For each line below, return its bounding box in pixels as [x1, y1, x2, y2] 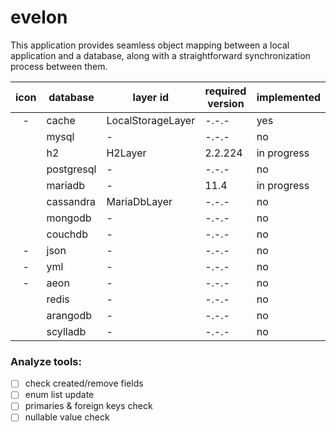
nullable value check [24, 411, 110, 423]
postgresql [46, 162, 97, 176]
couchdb [46, 227, 88, 241]
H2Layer [106, 146, 147, 160]
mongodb [46, 211, 92, 225]
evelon [10, 6, 68, 29]
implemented [256, 90, 321, 104]
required [204, 84, 247, 98]
